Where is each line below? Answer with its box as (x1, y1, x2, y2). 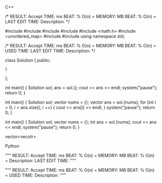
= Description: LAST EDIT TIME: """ (5, 158, 76, 164)
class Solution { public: (5, 57, 51, 63)
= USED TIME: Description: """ (5, 172, 67, 178)
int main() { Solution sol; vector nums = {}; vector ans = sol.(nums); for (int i (5, 99, 156, 105)
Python (5, 143, 19, 149)
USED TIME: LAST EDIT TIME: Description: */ (5, 48, 95, 54)
